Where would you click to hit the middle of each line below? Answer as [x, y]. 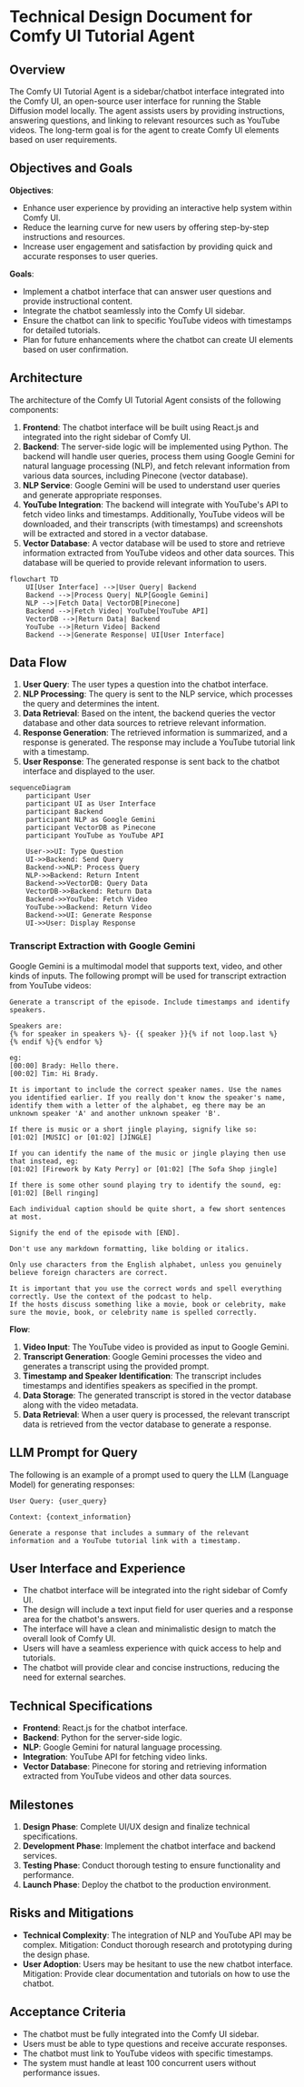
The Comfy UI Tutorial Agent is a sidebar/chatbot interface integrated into [147, 91]
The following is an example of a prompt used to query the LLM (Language [149, 1474]
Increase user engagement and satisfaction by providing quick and [147, 246]
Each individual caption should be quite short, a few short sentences [147, 1209]
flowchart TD [34, 579]
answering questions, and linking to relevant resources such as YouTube [145, 120]
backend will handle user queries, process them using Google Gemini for [158, 456]
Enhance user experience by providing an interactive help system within [157, 207]
